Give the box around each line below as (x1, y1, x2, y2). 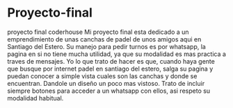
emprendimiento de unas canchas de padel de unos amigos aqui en (7, 35, 202, 43)
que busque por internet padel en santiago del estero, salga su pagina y (7, 64, 214, 73)
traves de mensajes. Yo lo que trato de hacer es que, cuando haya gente (7, 57, 216, 65)
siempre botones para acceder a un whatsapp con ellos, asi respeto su (7, 87, 211, 95)
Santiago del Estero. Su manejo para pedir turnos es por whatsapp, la (7, 42, 207, 51)
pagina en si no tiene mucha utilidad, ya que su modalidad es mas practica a (7, 50, 226, 58)
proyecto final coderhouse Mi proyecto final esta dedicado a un (7, 28, 189, 36)
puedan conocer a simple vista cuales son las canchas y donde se (7, 71, 198, 80)
